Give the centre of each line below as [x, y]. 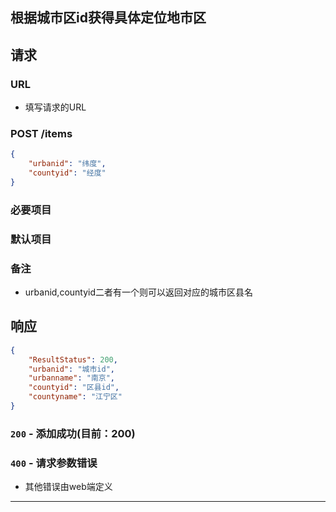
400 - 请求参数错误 [54, 463]
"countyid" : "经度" [67, 173]
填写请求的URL [55, 107]
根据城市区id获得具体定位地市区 [108, 18]
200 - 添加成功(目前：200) [73, 433]
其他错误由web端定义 [68, 487]
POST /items [41, 133]
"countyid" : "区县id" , [74, 388]
